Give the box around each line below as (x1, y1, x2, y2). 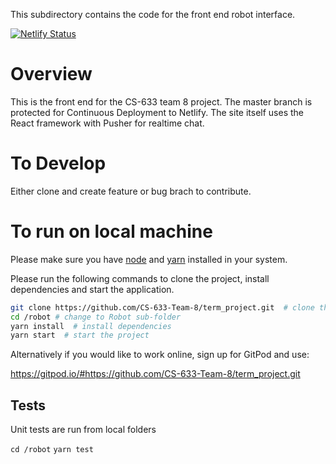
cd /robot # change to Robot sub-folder (10, 312, 182, 322)
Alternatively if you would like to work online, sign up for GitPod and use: (10, 349, 310, 361)
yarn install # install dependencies (10, 321, 172, 331)
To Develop (10, 152, 107, 175)
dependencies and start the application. (10, 283, 175, 295)
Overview (10, 63, 93, 86)
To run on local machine (10, 220, 213, 243)
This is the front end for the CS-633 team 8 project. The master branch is (10, 95, 313, 108)
